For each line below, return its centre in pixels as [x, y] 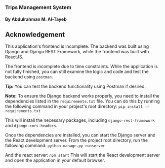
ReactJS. [14, 57]
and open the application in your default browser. [55, 160]
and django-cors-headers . [31, 126]
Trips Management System [38, 7]
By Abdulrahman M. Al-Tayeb [36, 19]
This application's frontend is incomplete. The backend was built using [77, 46]
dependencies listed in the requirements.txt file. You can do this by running [82, 101]
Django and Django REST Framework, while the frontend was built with [77, 52]
